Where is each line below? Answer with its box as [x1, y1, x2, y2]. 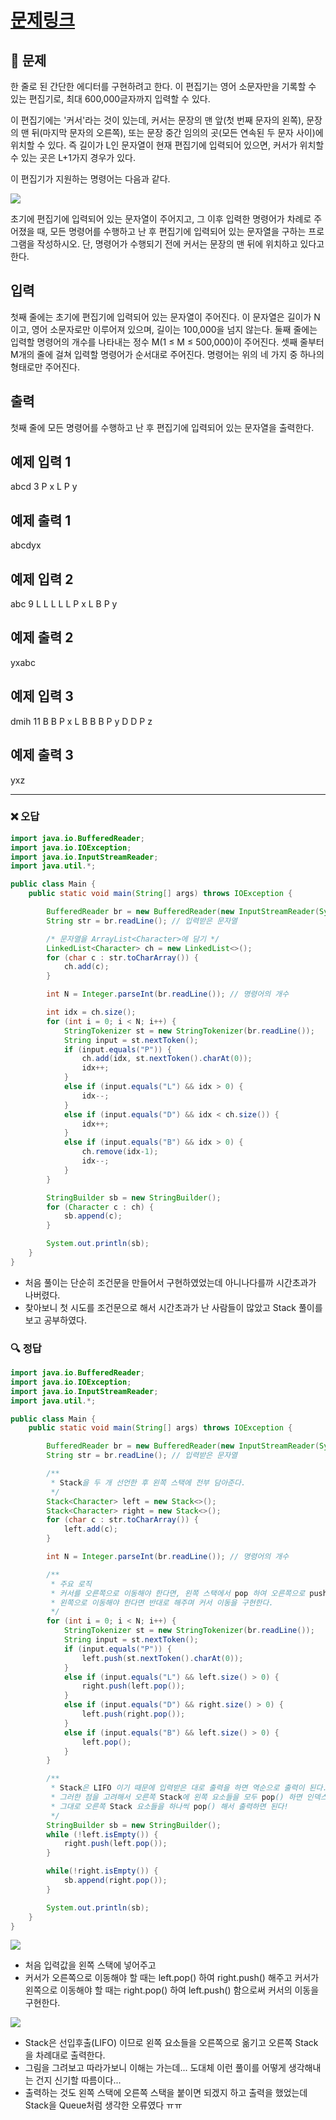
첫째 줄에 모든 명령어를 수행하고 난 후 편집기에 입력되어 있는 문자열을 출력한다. [10, 421, 315, 433]
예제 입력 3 [10, 688, 74, 705]
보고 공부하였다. [24, 1314, 87, 1326]
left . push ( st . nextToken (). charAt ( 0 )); [81, 1653, 244, 1663]
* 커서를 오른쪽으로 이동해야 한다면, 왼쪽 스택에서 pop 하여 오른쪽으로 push [50, 1588, 328, 1598]
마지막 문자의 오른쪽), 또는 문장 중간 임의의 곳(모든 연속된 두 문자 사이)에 [42, 127, 324, 138]
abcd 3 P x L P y [10, 481, 78, 493]
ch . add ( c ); [63, 962, 110, 972]
